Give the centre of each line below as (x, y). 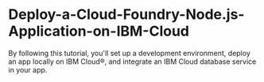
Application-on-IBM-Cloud (99, 31)
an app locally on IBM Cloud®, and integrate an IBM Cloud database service (132, 61)
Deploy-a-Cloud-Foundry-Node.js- (126, 15)
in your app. (28, 69)
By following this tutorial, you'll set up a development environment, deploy (129, 53)
